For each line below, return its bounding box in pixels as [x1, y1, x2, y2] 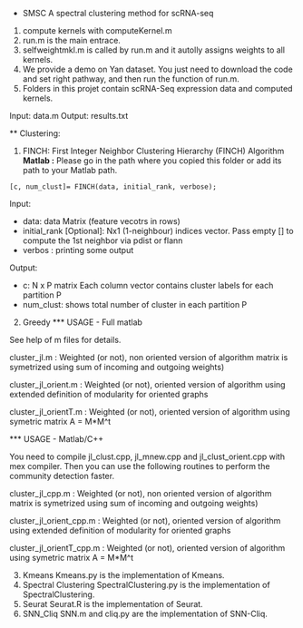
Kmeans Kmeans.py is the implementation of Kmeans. [22, 570, 225, 580]
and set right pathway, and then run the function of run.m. [22, 74, 240, 84]
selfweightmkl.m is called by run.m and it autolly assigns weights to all [22, 44, 286, 55]
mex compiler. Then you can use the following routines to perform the [9, 461, 270, 471]
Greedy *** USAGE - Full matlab [22, 317, 143, 328]
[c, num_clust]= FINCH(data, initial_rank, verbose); [9, 182, 218, 191]
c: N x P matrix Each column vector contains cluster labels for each [22, 280, 274, 290]
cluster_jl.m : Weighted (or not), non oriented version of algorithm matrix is [9, 352, 288, 362]
